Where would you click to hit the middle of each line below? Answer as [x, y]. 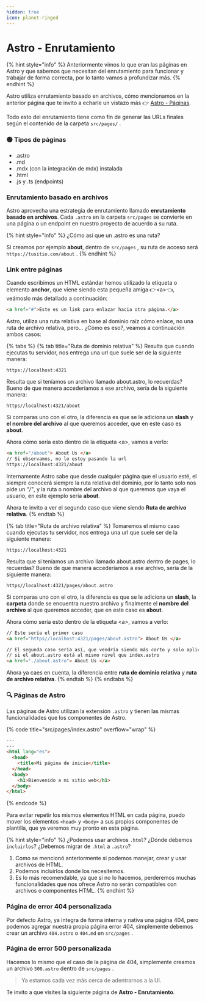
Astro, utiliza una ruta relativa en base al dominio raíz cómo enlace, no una [100, 321]
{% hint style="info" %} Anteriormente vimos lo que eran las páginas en [97, 65]
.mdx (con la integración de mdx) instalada [69, 168]
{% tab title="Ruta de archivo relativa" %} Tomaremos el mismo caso [93, 525]
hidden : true [23, 12]
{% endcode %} [27, 803]
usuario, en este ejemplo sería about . [53, 496]
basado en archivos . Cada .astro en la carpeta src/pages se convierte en [99, 217]
